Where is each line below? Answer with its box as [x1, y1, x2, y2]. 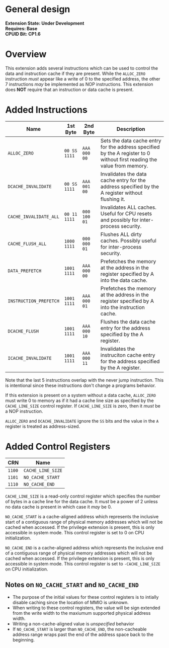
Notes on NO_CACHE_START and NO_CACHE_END [5, 581, 139, 589]
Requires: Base [5, 25, 38, 31]
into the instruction [100, 303, 145, 310]
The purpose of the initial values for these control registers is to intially [12, 594, 159, 600]
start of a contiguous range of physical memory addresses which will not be [5, 519, 163, 525]
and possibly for [100, 216, 139, 223]
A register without [100, 189, 143, 196]
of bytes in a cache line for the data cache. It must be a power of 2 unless [5, 498, 158, 504]
